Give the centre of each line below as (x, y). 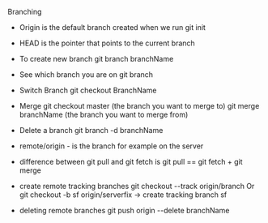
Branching (25, 12)
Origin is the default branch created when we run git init (112, 27)
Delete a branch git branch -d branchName (91, 130)
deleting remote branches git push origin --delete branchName (124, 210)
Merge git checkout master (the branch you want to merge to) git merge (139, 106)
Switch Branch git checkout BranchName (88, 90)
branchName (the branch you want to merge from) (104, 114)
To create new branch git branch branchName (96, 59)
